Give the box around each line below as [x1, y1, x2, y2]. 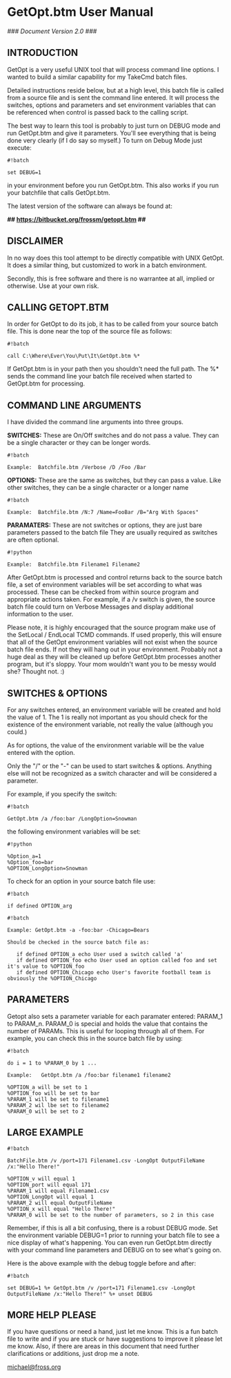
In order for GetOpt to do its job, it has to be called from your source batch [7, 320, 219, 328]
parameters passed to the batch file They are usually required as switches [7, 528, 218, 537]
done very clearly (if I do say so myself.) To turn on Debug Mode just [7, 136, 203, 144]
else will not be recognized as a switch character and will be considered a [7, 769, 217, 777]
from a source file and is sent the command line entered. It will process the [7, 93, 219, 102]
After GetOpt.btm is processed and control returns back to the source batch [7, 573, 223, 582]
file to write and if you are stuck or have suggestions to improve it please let [7, 1334, 223, 1343]
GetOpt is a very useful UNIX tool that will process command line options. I [7, 65, 219, 73]
